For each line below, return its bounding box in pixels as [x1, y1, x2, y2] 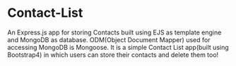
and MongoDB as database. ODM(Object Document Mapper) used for [7, 35, 211, 44]
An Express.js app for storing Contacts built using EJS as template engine [7, 28, 222, 37]
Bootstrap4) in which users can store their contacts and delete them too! [7, 51, 219, 59]
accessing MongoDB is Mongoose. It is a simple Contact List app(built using [7, 43, 230, 51]
